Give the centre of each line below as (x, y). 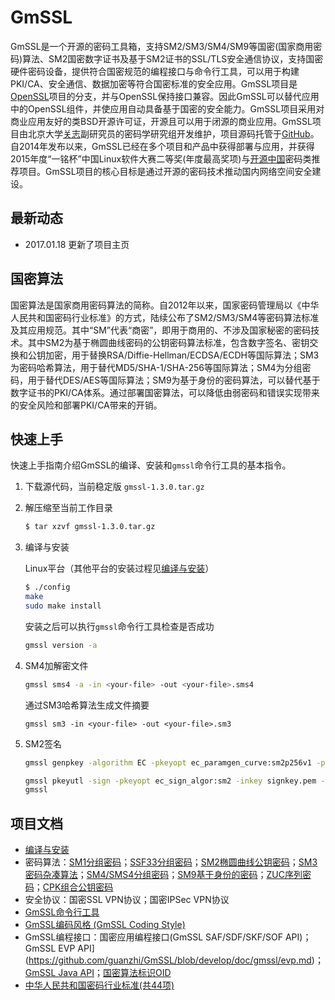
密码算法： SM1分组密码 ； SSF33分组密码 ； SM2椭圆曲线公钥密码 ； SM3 (171, 862)
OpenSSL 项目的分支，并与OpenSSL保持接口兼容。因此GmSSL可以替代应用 (165, 96)
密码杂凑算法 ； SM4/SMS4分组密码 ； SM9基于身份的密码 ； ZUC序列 (163, 875)
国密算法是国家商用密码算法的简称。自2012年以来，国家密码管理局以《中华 (165, 305)
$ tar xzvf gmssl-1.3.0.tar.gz (90, 527)
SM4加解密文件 (56, 665)
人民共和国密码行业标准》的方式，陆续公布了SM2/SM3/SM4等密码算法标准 (165, 317)
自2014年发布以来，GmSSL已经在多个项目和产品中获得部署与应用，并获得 (162, 146)
